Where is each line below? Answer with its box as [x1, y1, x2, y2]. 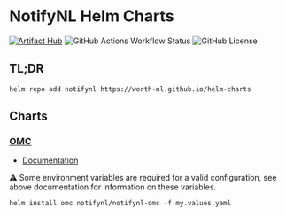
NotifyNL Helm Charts [9, 6, 174, 27]
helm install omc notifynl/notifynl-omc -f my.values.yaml [9, 199, 232, 208]
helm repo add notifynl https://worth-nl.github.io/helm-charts [9, 84, 251, 94]
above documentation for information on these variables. [9, 181, 217, 192]
